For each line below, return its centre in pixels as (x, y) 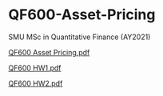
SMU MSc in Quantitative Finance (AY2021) (80, 37)
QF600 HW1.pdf (35, 68)
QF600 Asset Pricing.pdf (49, 52)
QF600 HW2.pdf (36, 83)
